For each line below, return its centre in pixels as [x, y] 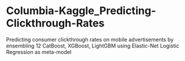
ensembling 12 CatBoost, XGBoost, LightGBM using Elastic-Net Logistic [93, 46]
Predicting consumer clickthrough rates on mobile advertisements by [90, 39]
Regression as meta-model [39, 52]
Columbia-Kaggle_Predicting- [81, 11]
